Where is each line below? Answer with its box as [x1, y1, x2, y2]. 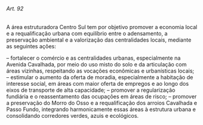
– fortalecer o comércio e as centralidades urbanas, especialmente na [6, 54, 181, 62]
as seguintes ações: [6, 43, 56, 50]
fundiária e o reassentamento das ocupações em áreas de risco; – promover [6, 93, 197, 100]
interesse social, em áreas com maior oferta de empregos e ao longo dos [6, 80, 189, 88]
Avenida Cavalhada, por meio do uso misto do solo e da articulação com [6, 61, 187, 68]
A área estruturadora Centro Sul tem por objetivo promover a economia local [6, 24, 198, 31]
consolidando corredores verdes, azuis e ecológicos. [6, 112, 139, 120]
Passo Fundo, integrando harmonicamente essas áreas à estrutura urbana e [6, 106, 196, 113]
